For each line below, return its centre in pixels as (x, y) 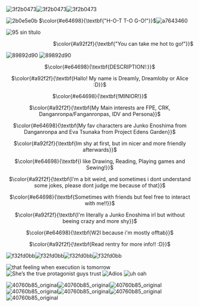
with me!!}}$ (100, 203)
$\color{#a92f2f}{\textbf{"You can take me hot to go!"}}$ (123, 44)
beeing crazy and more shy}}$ (100, 221)
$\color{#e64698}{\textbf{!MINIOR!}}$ (100, 96)
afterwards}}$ (100, 150)
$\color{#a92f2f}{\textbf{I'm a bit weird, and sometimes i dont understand (100, 179)
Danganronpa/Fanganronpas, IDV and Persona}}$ (100, 114)
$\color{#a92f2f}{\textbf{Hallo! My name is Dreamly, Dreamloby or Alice (100, 78)
